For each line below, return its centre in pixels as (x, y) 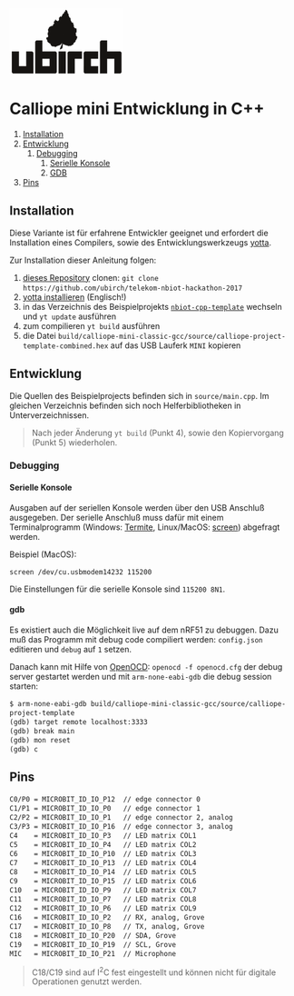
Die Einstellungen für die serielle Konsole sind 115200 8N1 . (118, 589)
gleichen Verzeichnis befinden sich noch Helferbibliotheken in (125, 405)
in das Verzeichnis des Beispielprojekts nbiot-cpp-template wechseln (152, 306)
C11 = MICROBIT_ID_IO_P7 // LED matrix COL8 (103, 899)
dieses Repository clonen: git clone (90, 277)
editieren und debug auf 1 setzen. (70, 649)
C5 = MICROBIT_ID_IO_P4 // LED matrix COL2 (103, 844)
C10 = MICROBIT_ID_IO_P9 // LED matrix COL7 (103, 890)
